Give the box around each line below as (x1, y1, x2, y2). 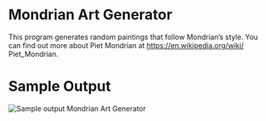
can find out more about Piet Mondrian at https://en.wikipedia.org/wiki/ (8, 40, 244, 50)
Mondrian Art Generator (8, 6, 173, 24)
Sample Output (8, 78, 111, 95)
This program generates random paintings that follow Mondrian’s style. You (8, 32, 259, 42)
